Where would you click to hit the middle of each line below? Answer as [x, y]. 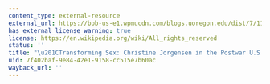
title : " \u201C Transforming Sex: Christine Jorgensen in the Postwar [127, 53]
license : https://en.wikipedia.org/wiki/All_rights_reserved [113, 38]
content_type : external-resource [64, 16]
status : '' [27, 46]
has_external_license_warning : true [70, 30]
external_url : [32, 23]
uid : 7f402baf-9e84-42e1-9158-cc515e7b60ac [82, 61]
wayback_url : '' [35, 68]
